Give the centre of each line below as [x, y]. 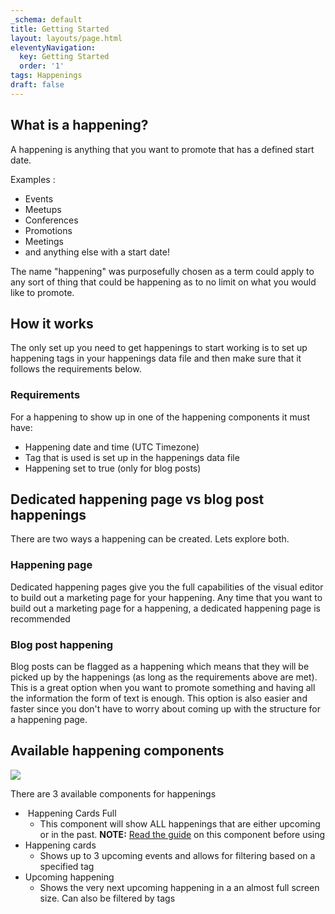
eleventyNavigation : [53, 47]
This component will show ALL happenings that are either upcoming [180, 823]
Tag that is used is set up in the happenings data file [132, 457]
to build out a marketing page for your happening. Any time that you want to [166, 597]
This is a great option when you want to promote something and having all [163, 688]
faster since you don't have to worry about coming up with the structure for [165, 709]
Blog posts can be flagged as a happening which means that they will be [160, 667]
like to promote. [42, 292]
